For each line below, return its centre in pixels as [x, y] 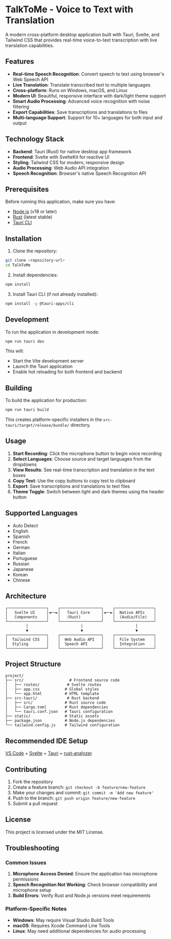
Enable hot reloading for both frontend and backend [67, 372]
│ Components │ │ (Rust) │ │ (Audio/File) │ [81, 617]
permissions [26, 879]
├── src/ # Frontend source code [63, 681]
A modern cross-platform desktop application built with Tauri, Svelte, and [82, 34]
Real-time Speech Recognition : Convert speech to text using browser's [88, 74]
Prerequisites [27, 189]
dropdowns [25, 464]
